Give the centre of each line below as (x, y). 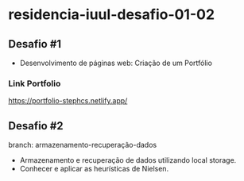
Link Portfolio (35, 83)
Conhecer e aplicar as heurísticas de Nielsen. (94, 169)
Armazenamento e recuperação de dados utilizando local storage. (128, 160)
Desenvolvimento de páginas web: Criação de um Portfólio (116, 63)
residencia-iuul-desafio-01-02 (112, 15)
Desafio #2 (36, 126)
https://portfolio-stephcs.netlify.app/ (68, 101)
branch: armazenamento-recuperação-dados (83, 145)
